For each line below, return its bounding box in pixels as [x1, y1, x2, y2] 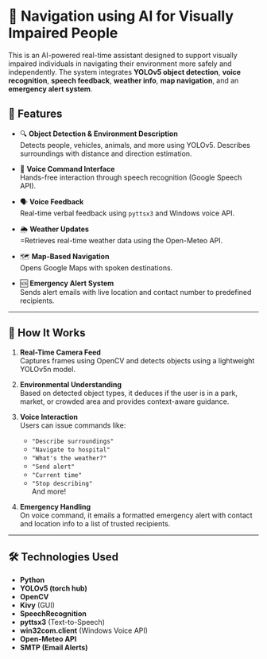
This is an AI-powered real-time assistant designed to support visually [8, 50, 238, 60]
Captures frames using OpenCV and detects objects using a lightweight [19, 355, 255, 365]
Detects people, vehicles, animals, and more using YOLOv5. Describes [19, 140, 250, 149]
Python [19, 576, 45, 585]
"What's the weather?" [31, 454, 107, 462]
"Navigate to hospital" [31, 445, 111, 454]
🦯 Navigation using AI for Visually [8, 7, 234, 25]
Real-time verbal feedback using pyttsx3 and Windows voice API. [19, 208, 235, 218]
